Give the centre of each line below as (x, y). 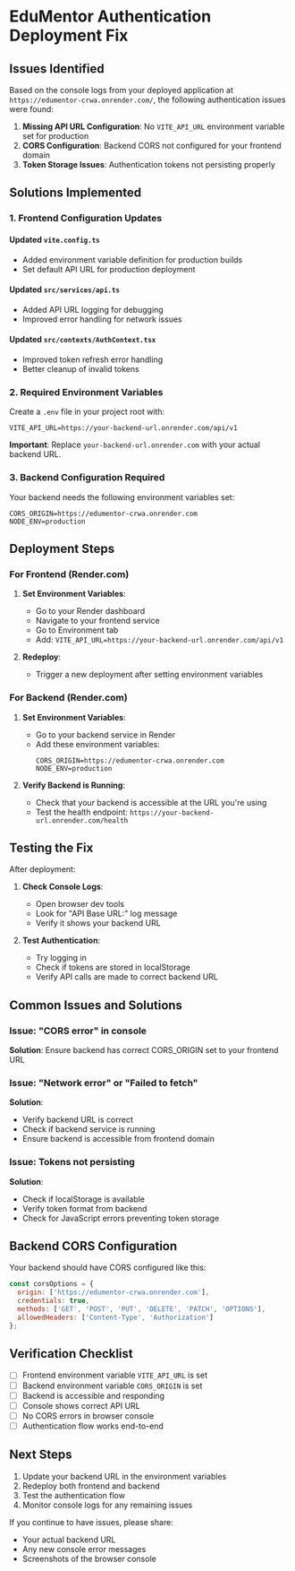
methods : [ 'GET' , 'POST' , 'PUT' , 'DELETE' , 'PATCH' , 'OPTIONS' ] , (142, 1309)
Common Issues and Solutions (96, 1005)
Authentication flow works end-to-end (93, 1426)
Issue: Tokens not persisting (72, 1162)
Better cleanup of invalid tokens (81, 368)
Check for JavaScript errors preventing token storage (121, 1218)
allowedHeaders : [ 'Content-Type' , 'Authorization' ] (116, 1317)
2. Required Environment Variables (86, 392)
